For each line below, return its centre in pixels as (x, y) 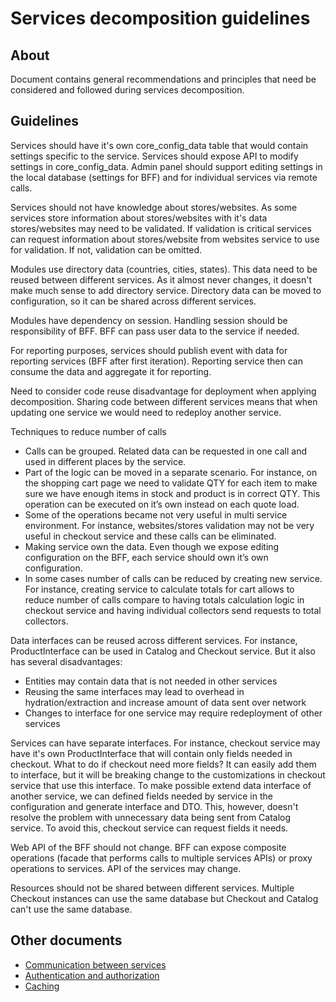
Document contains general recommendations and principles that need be (163, 79)
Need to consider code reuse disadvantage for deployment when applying (163, 391)
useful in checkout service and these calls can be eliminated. (150, 536)
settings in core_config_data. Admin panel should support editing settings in (166, 166)
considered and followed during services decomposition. (127, 90)
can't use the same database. (71, 909)
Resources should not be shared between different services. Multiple (152, 888)
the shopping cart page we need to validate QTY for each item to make (171, 483)
